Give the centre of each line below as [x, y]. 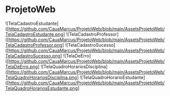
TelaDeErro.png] [22, 67]
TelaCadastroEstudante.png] [35, 34]
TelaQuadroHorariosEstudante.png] [42, 88]
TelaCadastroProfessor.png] [35, 45]
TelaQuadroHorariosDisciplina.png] [42, 77]
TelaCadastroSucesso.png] [34, 56]
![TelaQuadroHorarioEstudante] [113, 77]
